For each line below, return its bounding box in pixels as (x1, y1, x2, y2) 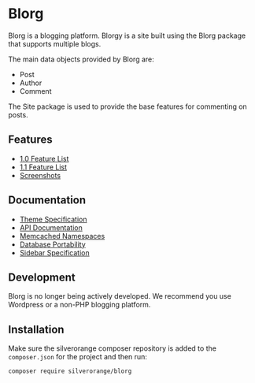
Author (19, 78, 42, 87)
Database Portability (19, 240, 87, 249)
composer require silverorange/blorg (8, 367, 132, 375)
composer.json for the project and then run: (8, 352, 148, 362)
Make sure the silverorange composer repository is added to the (8, 344, 216, 353)
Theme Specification (19, 214, 87, 224)
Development (8, 270, 76, 284)
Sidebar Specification (19, 247, 90, 257)
